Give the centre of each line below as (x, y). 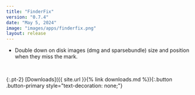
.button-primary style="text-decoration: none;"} (64, 86)
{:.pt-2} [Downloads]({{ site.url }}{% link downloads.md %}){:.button (89, 80)
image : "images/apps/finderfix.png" (51, 28)
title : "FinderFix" (30, 12)
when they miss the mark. (46, 57)
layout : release (26, 34)
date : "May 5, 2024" (32, 22)
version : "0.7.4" (27, 17)
